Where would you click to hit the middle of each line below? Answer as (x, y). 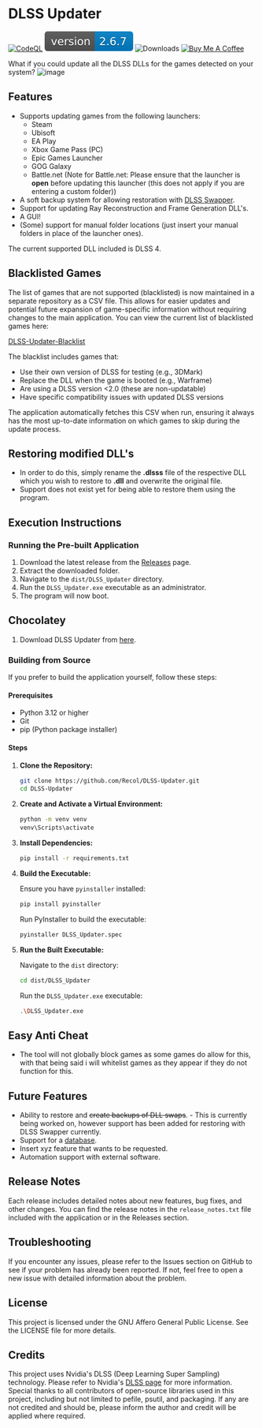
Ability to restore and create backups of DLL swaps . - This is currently (133, 1115)
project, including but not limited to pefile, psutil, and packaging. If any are (129, 1399)
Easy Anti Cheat (48, 1035)
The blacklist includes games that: (64, 357)
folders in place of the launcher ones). (81, 233)
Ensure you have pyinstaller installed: (82, 888)
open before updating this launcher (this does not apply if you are (138, 183)
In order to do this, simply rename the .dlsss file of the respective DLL (133, 473)
